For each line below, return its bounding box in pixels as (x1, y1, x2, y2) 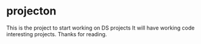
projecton (6, 4, 57, 18)
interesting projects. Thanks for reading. (6, 30, 107, 37)
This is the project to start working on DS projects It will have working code (6, 24, 195, 31)
